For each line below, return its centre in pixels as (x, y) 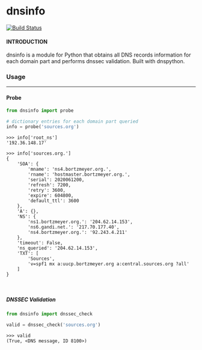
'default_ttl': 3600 (54, 201)
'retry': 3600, (47, 191)
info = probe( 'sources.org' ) (43, 127)
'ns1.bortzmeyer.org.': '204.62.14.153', (81, 222)
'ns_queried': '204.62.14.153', (57, 248)
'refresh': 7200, (49, 185)
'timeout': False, (40, 243)
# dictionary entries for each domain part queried (72, 121)
